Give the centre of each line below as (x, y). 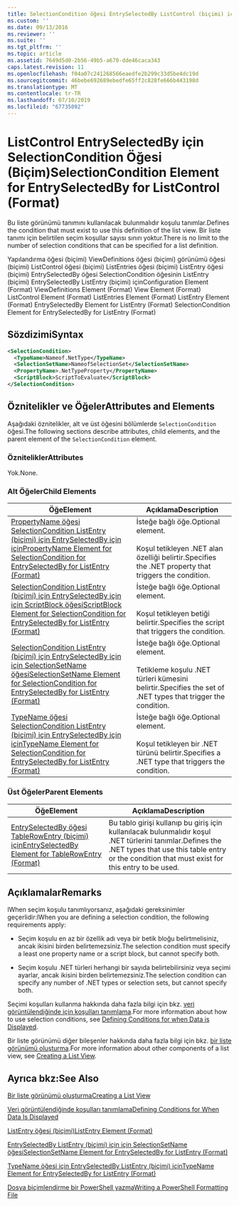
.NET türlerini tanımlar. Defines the (165, 841)
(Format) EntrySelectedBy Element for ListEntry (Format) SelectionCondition (119, 305)
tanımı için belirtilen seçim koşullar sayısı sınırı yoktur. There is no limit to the (118, 238)
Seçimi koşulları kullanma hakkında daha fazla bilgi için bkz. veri (101, 1004)
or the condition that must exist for (166, 858)
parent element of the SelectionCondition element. (82, 439)
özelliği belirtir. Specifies (176, 557)
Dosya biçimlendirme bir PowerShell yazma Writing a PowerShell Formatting (118, 1187)
